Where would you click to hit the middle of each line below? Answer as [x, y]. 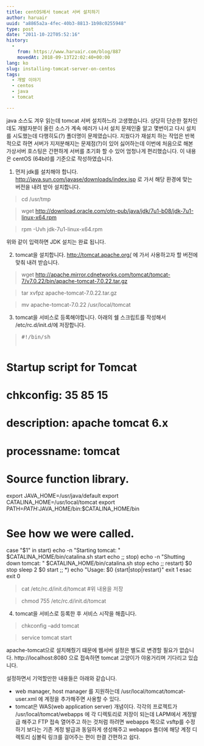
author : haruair [27, 18]
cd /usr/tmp [36, 199]
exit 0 [13, 576]
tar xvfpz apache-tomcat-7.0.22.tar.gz [69, 293]
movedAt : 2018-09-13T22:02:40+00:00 [64, 57]
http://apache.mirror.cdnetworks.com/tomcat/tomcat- [103, 274]
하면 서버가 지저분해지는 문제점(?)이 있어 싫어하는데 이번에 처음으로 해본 [108, 143]
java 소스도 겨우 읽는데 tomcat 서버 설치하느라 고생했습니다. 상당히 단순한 [94, 120]
